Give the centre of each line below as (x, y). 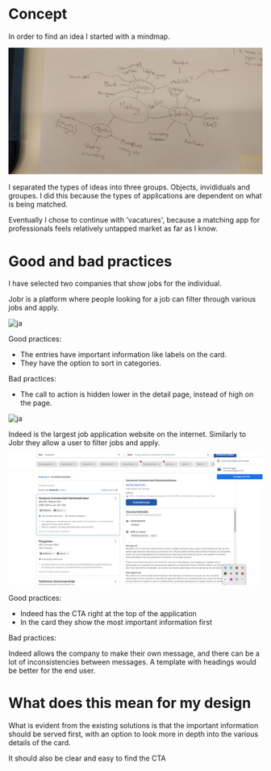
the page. (36, 403)
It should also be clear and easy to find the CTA (87, 758)
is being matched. (38, 204)
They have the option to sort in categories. (91, 363)
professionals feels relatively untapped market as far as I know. (113, 229)
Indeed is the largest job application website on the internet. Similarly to (127, 434)
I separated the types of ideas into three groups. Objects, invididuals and (129, 187)
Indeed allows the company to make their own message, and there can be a (134, 653)
